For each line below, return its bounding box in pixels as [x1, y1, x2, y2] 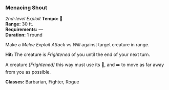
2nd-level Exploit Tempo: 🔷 [5, 16, 63, 22]
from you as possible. [5, 69, 51, 75]
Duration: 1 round [5, 32, 43, 38]
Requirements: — [5, 26, 44, 33]
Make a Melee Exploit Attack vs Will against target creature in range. [5, 42, 150, 48]
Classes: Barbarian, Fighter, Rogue [5, 79, 79, 85]
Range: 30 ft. [5, 21, 33, 27]
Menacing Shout [5, 4, 48, 11]
